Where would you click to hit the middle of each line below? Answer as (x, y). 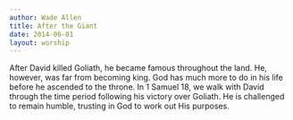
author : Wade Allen (46, 17)
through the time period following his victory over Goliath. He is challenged (147, 97)
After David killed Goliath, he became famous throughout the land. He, (138, 68)
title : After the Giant (54, 26)
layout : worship (39, 43)
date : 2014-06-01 (42, 34)
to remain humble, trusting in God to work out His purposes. (119, 106)
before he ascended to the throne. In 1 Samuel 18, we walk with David (137, 87)
